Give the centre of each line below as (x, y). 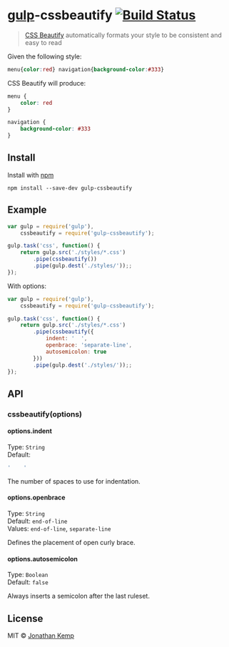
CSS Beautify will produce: (47, 83)
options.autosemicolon (43, 559)
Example (27, 210)
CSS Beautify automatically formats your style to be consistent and (123, 35)
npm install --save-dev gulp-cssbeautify (70, 188)
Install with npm (31, 175)
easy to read (43, 42)
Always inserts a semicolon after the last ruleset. (78, 596)
